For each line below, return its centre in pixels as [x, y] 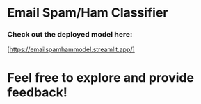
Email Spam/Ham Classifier [88, 13]
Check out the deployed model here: [70, 35]
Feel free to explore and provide [101, 77]
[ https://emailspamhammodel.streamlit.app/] [71, 49]
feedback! [37, 92]
